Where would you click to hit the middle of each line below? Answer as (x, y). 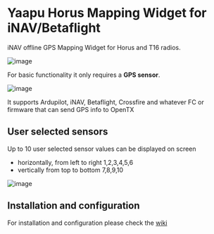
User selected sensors (58, 132)
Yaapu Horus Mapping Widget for (107, 13)
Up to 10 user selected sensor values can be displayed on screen (102, 149)
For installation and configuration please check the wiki (87, 223)
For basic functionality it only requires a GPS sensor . (84, 75)
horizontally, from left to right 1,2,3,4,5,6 (75, 162)
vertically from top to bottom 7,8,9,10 (70, 170)
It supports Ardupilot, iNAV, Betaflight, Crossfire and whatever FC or (106, 102)
